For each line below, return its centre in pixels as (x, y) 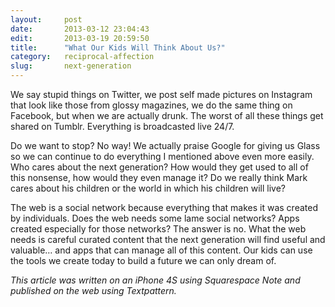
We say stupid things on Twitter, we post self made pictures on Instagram (161, 94)
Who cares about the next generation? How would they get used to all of (159, 167)
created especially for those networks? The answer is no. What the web (158, 229)
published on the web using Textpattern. (93, 290)
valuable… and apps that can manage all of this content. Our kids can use (161, 250)
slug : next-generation (71, 66)
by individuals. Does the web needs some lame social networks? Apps (155, 218)
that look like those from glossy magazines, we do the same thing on (151, 105)
